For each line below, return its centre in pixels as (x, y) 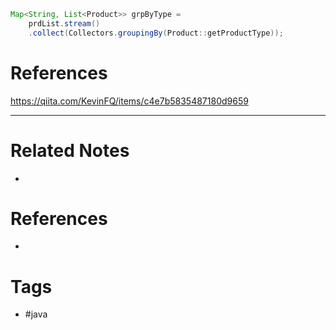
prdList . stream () (64, 23)
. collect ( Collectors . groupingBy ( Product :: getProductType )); (156, 33)
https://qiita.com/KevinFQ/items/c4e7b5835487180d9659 (129, 101)
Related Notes (70, 150)
